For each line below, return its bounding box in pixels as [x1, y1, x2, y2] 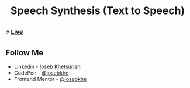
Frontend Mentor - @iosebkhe [13, 76, 87, 83]
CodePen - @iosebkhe [13, 69, 69, 76]
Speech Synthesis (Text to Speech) [10, 4, 185, 17]
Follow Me [5, 48, 44, 58]
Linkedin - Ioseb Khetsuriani [13, 63, 82, 71]
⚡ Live [5, 27, 23, 36]
